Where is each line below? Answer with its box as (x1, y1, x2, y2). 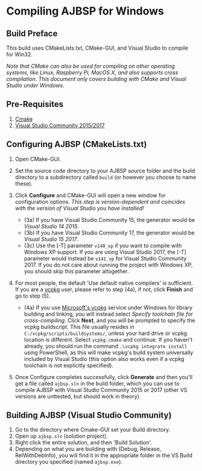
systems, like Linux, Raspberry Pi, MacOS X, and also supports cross (6, 69, 178, 76)
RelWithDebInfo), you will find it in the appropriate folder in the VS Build (14, 452, 193, 459)
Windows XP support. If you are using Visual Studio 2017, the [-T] (24, 248, 187, 255)
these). (14, 180, 33, 187)
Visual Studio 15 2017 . (24, 235, 79, 242)
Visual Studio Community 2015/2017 (14, 122, 105, 129)
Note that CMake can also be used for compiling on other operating (6, 62, 175, 70)
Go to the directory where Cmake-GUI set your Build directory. (14, 426, 171, 434)
